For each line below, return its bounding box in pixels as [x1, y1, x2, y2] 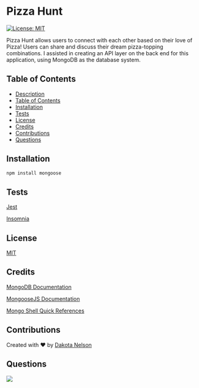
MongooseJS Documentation [6, 295, 80, 302]
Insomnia [6, 215, 29, 222]
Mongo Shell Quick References [6, 307, 84, 314]
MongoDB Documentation [6, 283, 72, 290]
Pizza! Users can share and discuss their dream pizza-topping [6, 43, 163, 50]
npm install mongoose [6, 170, 62, 176]
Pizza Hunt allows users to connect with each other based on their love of [6, 36, 193, 44]
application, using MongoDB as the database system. [6, 56, 141, 63]
